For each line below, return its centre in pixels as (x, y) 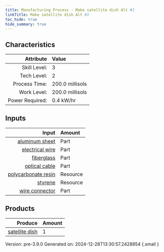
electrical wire (39, 149)
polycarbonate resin (32, 174)
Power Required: (27, 100)
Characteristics (30, 44)
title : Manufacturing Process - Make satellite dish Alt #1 (70, 10)
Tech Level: (33, 76)
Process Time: (30, 84)
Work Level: (33, 92)
